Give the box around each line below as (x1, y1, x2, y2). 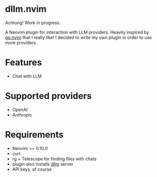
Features (5, 57, 42, 68)
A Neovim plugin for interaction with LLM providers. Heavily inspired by (5, 29, 149, 35)
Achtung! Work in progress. (5, 20, 61, 26)
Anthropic (12, 112, 32, 118)
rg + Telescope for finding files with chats (12, 156, 97, 162)
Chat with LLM (12, 73, 42, 79)
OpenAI (12, 107, 28, 113)
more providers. (5, 39, 38, 45)
